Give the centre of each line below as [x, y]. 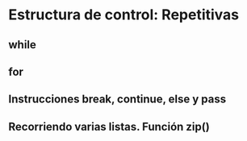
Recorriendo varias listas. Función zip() [109, 126]
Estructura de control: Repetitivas [124, 15]
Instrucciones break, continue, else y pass [117, 100]
